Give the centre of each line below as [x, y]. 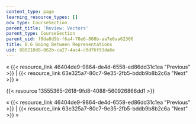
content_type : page [30, 12]
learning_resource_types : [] [42, 17]
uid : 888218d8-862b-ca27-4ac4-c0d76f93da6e [61, 50]
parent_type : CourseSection [41, 34]
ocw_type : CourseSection [37, 22]
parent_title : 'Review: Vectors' [47, 28]
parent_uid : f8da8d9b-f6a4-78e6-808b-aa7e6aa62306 [70, 39]
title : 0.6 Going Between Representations [59, 45]
